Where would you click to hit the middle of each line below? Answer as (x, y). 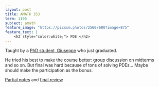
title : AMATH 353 (23, 14)
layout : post (18, 9)
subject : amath (20, 23)
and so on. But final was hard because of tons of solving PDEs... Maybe (77, 65)
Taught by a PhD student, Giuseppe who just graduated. (61, 50)
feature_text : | (21, 32)
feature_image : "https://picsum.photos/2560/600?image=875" (67, 28)
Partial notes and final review (34, 79)
